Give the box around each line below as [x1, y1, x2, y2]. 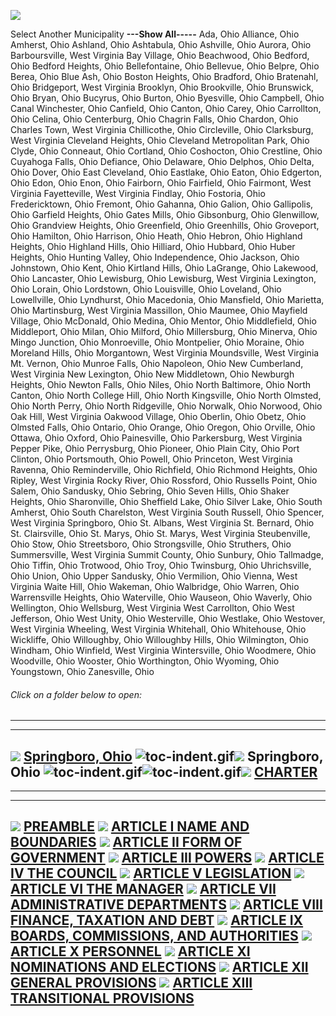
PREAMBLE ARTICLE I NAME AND [23, 818, 250, 835]
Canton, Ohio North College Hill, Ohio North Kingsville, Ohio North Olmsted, [10, 390, 322, 401]
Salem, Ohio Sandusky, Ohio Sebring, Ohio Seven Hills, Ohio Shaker [10, 485, 290, 497]
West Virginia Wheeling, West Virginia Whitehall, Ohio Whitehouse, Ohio [10, 623, 307, 635]
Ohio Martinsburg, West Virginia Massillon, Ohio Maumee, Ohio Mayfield [10, 305, 308, 316]
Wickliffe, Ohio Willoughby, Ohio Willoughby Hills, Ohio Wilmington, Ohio [10, 634, 309, 645]
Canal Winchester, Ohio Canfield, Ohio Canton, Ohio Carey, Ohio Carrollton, [10, 103, 322, 114]
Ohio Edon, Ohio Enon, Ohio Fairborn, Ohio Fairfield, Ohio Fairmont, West [10, 177, 312, 189]
